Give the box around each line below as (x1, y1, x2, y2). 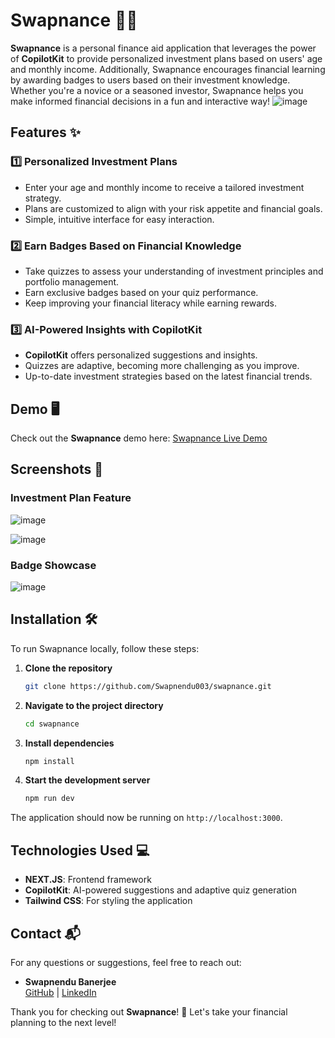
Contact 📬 (10, 925, 81, 942)
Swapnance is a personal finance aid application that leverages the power (10, 42, 317, 54)
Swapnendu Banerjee (24, 975, 117, 988)
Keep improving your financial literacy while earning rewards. (24, 297, 278, 309)
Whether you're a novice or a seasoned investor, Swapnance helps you (10, 84, 304, 96)
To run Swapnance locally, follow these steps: (10, 642, 200, 654)
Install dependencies (24, 737, 115, 749)
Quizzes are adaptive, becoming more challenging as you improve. (24, 360, 300, 372)
